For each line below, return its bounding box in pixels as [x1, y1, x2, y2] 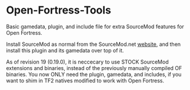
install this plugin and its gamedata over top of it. [6, 46, 124, 54]
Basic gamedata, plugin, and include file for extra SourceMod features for [6, 23, 184, 30]
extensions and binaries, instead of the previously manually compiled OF [6, 64, 182, 71]
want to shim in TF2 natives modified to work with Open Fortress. [6, 77, 165, 84]
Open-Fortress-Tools [6, 4, 112, 17]
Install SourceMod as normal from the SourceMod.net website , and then [6, 41, 181, 48]
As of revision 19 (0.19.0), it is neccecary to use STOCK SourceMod [6, 58, 169, 65]
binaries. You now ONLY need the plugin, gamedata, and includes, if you [6, 71, 182, 78]
